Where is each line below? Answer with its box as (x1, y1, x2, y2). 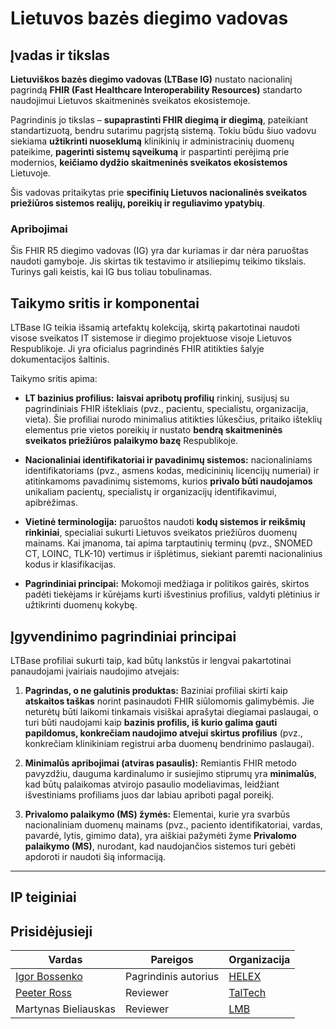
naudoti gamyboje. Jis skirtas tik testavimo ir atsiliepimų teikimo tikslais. (10, 255, 307, 267)
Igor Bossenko (15, 970, 83, 984)
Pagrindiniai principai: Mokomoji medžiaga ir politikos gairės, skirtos (24, 578, 310, 590)
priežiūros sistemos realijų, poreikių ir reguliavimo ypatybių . (10, 197, 266, 209)
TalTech (228, 986, 267, 1000)
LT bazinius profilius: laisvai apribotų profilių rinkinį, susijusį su (24, 392, 290, 404)
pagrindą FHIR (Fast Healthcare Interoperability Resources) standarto (10, 84, 303, 96)
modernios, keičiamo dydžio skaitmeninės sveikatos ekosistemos (10, 157, 288, 168)
